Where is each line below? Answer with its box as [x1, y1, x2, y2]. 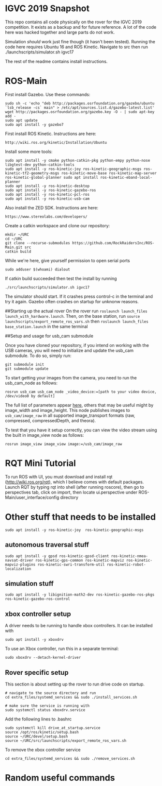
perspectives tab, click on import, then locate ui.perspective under [5, 489, 138, 495]
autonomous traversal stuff [5, 541, 89, 549]
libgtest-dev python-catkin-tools [5, 162, 75, 167]
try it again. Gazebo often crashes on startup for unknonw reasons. [5, 298, 139, 304]
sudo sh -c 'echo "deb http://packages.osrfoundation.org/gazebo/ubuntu [5, 101, 155, 106]
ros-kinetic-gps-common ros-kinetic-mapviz [35, 558, 124, 563]
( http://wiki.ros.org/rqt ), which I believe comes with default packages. [5, 479, 144, 485]
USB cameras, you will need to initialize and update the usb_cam [5, 347, 134, 353]
